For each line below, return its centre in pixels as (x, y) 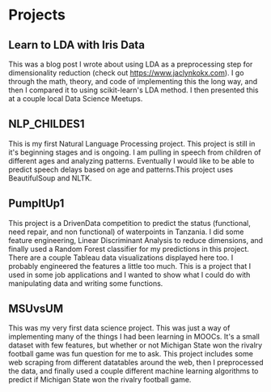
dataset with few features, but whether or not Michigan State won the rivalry (135, 345)
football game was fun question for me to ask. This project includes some (131, 354)
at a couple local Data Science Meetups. (76, 98)
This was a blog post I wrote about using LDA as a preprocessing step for (131, 64)
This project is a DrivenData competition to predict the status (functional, (129, 223)
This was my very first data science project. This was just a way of (119, 328)
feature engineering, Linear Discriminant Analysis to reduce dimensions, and (136, 240)
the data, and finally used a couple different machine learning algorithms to (133, 371)
